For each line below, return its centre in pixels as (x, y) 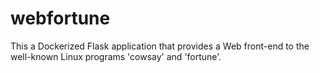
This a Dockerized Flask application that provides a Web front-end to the (160, 46)
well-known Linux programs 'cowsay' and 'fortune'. (116, 56)
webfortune (60, 18)
